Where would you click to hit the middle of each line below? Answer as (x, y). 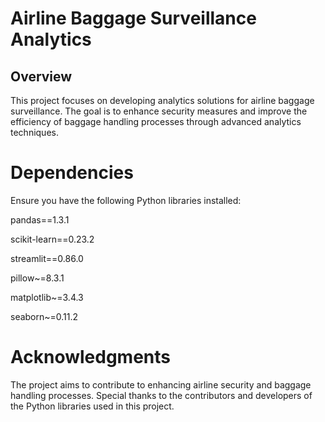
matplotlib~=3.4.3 (47, 297)
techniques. (34, 132)
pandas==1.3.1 (40, 219)
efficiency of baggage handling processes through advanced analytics (156, 121)
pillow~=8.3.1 (37, 278)
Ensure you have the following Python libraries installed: (126, 200)
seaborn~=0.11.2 (44, 316)
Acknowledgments (91, 357)
